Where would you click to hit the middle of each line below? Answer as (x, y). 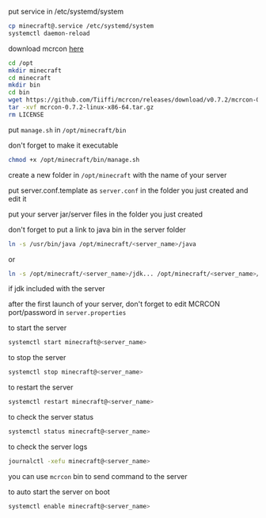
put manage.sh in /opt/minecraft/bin (67, 129)
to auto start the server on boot (59, 492)
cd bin (19, 93)
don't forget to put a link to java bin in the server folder (97, 229)
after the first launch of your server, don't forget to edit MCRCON (114, 304)
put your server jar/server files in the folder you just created (106, 214)
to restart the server (41, 387)
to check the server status (51, 417)
